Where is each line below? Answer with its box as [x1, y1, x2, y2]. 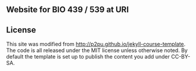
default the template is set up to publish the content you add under [6, 53, 170, 60]
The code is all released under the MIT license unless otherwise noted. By [6, 47, 188, 54]
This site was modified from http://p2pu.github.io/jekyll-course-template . [6, 41, 186, 48]
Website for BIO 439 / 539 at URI [6, 5, 129, 15]
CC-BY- [170, 53, 191, 60]
